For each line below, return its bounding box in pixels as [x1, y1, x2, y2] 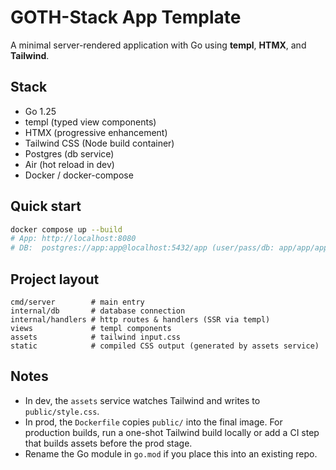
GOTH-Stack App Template [10, 6, 242, 29]
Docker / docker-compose [24, 169, 134, 181]
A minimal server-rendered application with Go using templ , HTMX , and [10, 39, 307, 51]
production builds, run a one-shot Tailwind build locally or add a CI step [24, 426, 320, 438]
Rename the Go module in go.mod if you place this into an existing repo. [24, 447, 318, 460]
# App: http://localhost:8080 [10, 234, 137, 244]
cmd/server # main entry [10, 297, 145, 307]
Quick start [10, 198, 82, 215]
